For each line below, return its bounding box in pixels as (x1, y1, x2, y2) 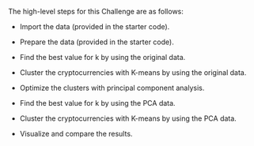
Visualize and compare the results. (19, 129, 133, 138)
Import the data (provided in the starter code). (19, 22, 170, 31)
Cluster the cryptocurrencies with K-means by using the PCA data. (19, 114, 237, 123)
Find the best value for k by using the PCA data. (19, 99, 176, 107)
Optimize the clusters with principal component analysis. (19, 83, 205, 92)
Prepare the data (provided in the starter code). (19, 37, 174, 47)
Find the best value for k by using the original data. (19, 53, 186, 62)
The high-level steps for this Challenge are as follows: (8, 7, 184, 16)
